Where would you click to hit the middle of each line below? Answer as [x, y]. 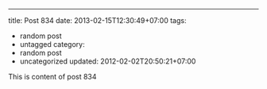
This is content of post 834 [52, 77]
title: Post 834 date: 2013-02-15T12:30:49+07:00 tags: [97, 20]
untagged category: [52, 44]
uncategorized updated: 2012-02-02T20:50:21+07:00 [108, 61]
